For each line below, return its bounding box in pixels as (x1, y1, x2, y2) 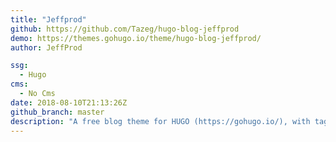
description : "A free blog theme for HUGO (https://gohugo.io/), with (10, 116, 311, 126)
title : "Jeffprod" (10, 14, 87, 25)
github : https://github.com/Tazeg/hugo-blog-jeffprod (10, 24, 240, 34)
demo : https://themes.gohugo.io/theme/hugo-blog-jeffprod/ (10, 33, 262, 43)
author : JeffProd (10, 42, 83, 53)
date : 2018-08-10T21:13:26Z (10, 97, 128, 108)
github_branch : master (10, 107, 105, 117)
